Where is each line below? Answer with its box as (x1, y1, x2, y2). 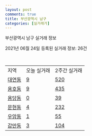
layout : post (5, 7, 32, 12)
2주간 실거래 (55, 67, 83, 74)
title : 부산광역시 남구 (5, 16, 47, 21)
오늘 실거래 (26, 67, 51, 74)
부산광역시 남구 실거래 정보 (5, 35, 57, 41)
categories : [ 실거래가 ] (5, 21, 50, 26)
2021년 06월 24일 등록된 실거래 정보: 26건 (5, 45, 87, 52)
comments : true (5, 12, 36, 17)
